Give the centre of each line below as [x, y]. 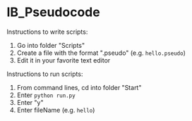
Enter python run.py [46, 95]
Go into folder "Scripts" [51, 45]
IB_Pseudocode [53, 12]
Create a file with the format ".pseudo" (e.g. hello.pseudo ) [101, 53]
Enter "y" [30, 102]
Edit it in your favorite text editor [64, 60]
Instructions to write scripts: [47, 32]
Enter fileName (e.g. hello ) [56, 110]
